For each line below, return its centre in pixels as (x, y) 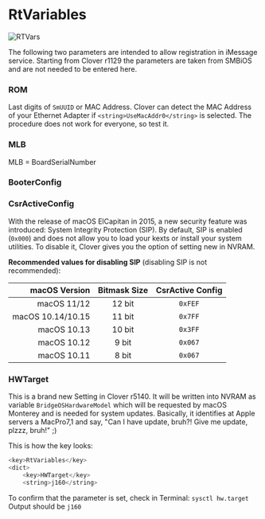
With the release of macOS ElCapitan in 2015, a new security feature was (128, 221)
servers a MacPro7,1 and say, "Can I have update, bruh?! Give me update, (128, 422)
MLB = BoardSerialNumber (53, 162)
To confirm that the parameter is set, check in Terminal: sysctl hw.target (129, 498)
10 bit (123, 330)
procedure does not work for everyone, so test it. (89, 124)
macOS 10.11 (64, 355)
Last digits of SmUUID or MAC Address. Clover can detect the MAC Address (130, 107)
